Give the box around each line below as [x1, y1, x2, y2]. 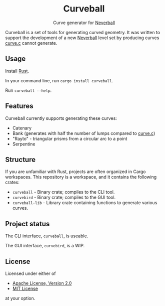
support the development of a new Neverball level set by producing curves [5, 35, 159, 41]
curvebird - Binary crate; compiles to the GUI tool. [12, 194, 116, 201]
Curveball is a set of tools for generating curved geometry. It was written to [5, 29, 160, 35]
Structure [5, 155, 36, 164]
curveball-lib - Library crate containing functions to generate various [12, 200, 157, 206]
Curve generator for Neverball [53, 20, 115, 26]
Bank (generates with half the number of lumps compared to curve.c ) [12, 130, 155, 136]
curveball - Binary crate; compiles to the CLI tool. [12, 189, 115, 195]
